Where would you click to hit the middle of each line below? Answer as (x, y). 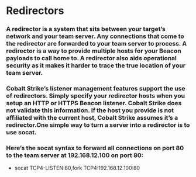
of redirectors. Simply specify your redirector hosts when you (96, 96)
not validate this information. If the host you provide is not (90, 110)
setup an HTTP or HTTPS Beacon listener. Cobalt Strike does (94, 103)
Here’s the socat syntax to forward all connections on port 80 (95, 148)
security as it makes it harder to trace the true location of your (96, 65)
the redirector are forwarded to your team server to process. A (97, 44)
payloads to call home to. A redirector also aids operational (92, 58)
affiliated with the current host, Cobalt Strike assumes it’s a (92, 118)
